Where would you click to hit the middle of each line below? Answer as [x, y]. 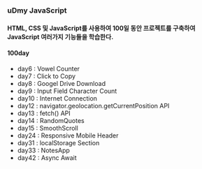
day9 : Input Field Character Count [67, 91]
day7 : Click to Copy [46, 76]
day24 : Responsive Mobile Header [68, 135]
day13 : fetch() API [44, 113]
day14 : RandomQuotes [51, 120]
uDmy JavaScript [37, 10]
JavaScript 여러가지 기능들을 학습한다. [60, 36]
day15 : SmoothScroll [48, 128]
